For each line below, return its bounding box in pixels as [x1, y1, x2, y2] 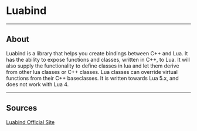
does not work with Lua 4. [6, 80, 69, 88]
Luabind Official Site [6, 118, 55, 126]
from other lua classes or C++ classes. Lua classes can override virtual [6, 68, 178, 75]
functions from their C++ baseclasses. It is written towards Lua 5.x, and [6, 75, 179, 82]
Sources [6, 103, 38, 113]
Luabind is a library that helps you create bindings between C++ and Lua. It [6, 49, 188, 56]
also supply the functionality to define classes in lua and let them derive [6, 62, 179, 69]
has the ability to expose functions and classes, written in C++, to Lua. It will [6, 56, 191, 63]
